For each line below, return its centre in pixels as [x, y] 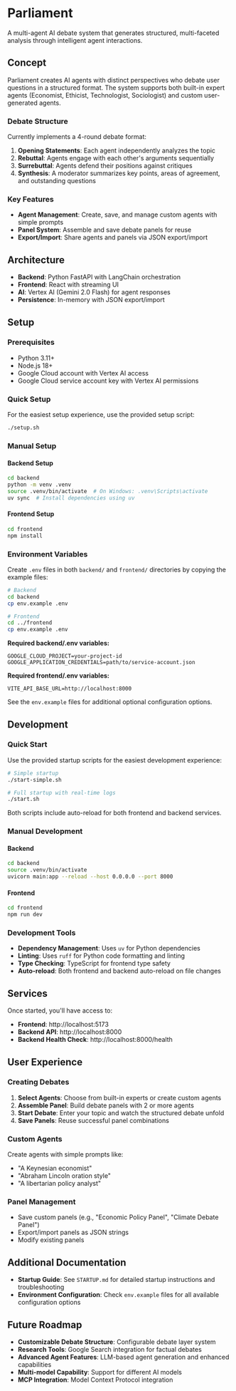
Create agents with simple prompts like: [65, 1154]
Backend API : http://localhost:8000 [70, 1032]
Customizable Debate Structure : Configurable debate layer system [117, 1342]
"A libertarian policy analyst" [59, 1184]
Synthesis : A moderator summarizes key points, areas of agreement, [119, 173]
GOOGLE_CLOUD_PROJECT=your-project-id [65, 656]
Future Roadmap [45, 1324]
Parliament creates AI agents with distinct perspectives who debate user [114, 80]
